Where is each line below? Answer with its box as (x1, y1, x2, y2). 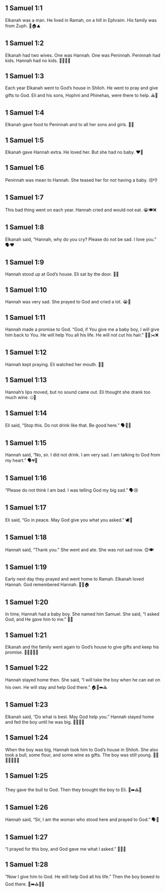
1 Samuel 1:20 (5, 598, 49, 606)
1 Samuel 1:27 (5, 833, 48, 841)
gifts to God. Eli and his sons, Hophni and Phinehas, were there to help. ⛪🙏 (5, 92, 158, 98)
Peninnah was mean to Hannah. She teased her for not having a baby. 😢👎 (5, 177, 158, 183)
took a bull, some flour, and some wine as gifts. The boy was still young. (5, 752, 152, 758)
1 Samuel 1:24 (5, 734, 49, 742)
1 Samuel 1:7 (5, 193, 44, 202)
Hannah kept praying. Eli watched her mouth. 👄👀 (5, 361, 104, 367)
